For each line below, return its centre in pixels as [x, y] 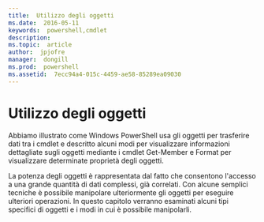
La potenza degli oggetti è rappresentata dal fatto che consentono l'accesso [132, 175]
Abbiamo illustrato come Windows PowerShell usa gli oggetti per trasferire [129, 135]
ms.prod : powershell [44, 67]
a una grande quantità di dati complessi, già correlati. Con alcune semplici [128, 184]
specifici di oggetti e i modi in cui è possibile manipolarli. [100, 209]
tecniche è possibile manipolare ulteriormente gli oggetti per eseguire [121, 192]
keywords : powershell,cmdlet [58, 30]
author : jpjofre [37, 52]
